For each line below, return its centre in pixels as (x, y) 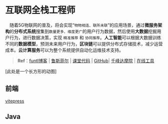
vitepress (15, 101)
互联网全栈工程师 (40, 10)
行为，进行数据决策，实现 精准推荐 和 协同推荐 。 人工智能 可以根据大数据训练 (85, 37)
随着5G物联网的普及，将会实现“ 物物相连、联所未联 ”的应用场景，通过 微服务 (84, 25)
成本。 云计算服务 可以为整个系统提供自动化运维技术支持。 (64, 50)
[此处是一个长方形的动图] (31, 71)
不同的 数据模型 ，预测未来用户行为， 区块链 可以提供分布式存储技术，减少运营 (84, 43)
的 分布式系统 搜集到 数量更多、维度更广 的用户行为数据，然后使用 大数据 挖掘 (83, 31)
